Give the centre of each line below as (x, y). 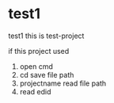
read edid (35, 91)
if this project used (39, 51)
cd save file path (47, 74)
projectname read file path (63, 83)
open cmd (36, 66)
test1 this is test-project (46, 36)
